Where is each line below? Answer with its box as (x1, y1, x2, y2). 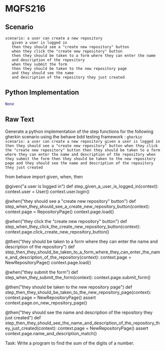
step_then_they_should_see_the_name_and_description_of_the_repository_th (5, 320, 160, 326)
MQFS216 (5, 3, 46, 14)
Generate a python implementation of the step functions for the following (5, 128, 154, 134)
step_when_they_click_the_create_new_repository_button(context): (5, 224, 141, 230)
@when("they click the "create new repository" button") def (5, 218, 127, 224)
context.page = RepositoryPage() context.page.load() (5, 209, 115, 215)
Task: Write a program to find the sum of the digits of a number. (5, 340, 134, 346)
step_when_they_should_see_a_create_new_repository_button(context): (5, 203, 150, 209)
